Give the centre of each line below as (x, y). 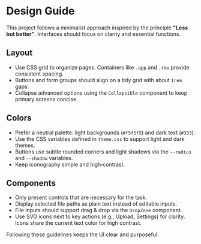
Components (31, 183)
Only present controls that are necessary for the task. (81, 198)
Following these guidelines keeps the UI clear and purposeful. (82, 234)
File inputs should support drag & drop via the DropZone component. (98, 210)
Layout (19, 53)
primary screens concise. (46, 99)
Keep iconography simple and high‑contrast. (70, 164)
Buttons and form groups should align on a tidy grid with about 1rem (98, 80)
